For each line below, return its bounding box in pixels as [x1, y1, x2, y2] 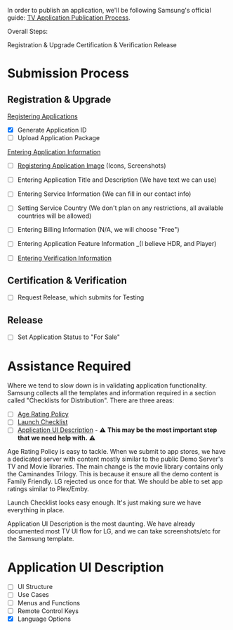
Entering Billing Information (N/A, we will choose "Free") [17, 226, 180, 234]
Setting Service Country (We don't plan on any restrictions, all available [17, 204, 224, 212]
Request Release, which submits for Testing [17, 293, 145, 302]
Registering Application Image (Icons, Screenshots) [17, 161, 166, 170]
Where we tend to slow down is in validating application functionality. [7, 381, 207, 390]
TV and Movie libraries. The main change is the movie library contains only [7, 462, 223, 471]
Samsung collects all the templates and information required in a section [7, 389, 216, 397]
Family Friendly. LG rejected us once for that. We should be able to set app [7, 477, 223, 486]
